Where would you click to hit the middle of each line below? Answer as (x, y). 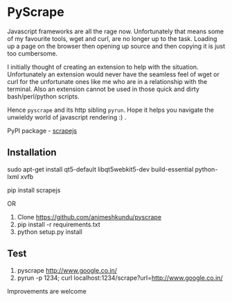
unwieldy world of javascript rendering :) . (67, 117)
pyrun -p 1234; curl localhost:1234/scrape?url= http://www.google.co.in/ (120, 278)
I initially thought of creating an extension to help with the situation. (103, 67)
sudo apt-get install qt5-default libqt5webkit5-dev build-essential (100, 169)
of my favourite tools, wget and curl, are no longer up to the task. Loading (112, 38)
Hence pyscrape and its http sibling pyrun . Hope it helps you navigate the (111, 110)
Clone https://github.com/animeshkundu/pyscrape (89, 217)
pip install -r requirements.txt (59, 224)
